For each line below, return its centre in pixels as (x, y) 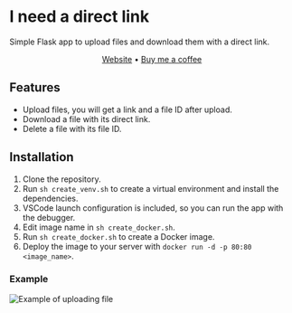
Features (35, 88)
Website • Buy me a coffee (152, 59)
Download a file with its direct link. (86, 119)
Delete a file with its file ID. (72, 128)
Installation (42, 157)
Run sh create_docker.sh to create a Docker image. (118, 236)
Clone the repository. (61, 179)
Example (29, 280)
